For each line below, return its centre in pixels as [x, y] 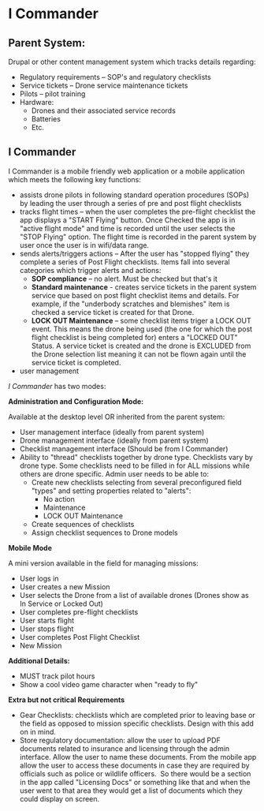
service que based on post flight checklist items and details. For [135, 295]
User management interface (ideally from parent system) [112, 432]
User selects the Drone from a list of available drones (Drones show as [134, 595]
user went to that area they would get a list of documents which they [131, 790]
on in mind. [38, 731]
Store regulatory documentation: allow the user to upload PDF [120, 740]
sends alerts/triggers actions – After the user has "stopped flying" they [134, 253]
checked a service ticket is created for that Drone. [113, 312]
